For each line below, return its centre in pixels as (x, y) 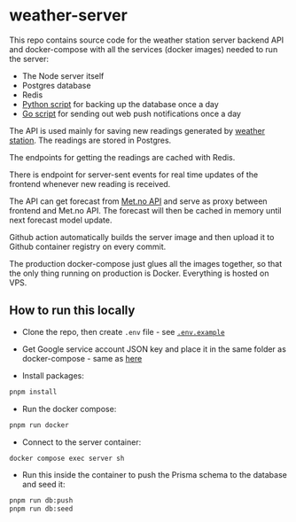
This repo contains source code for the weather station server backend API (147, 40)
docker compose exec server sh (67, 458)
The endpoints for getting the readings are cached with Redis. (122, 157)
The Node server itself (63, 75)
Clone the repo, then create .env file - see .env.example (123, 331)
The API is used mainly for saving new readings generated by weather (137, 130)
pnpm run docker (39, 425)
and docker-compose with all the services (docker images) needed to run (144, 49)
